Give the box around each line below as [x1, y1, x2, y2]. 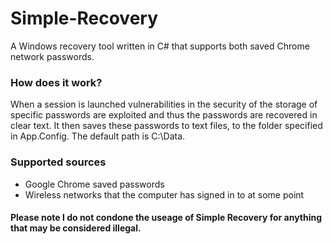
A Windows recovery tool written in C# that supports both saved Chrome [10, 40, 310, 52]
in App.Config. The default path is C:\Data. [10, 130, 186, 142]
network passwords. [10, 50, 95, 62]
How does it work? [10, 75, 103, 89]
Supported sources [10, 155, 107, 169]
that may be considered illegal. [10, 222, 142, 234]
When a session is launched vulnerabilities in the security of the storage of [10, 98, 318, 111]
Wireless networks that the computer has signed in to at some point [24, 188, 305, 201]
